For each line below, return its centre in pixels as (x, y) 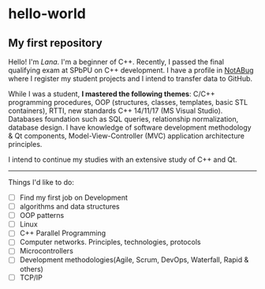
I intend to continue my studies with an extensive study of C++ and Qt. (123, 160)
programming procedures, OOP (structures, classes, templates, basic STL (128, 102)
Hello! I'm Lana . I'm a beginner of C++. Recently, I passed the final (116, 62)
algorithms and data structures (69, 207)
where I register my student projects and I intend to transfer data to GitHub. (131, 79)
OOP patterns (42, 216)
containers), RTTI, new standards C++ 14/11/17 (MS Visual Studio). (116, 111)
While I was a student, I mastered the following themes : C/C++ (112, 94)
